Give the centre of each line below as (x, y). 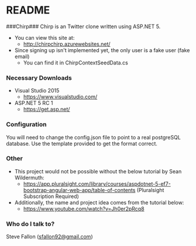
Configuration (26, 125)
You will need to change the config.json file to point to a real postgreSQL (94, 137)
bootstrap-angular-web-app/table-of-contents (79, 190)
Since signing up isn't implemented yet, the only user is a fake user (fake (102, 50)
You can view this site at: (44, 37)
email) (22, 56)
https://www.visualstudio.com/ (60, 97)
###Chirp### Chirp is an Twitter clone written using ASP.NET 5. (83, 26)
